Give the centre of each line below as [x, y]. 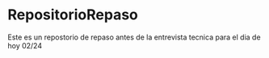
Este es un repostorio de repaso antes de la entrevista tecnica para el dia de [134, 37]
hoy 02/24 [25, 45]
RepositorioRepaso [73, 15]
